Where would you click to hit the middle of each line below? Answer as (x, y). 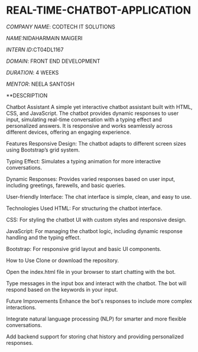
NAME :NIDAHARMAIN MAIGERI (44, 38)
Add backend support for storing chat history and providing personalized (95, 336)
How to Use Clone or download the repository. (63, 260)
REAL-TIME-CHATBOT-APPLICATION (99, 10)
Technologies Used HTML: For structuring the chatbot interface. (84, 208)
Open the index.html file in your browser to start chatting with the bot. (91, 272)
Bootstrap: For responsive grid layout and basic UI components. (84, 248)
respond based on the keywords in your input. (62, 289)
